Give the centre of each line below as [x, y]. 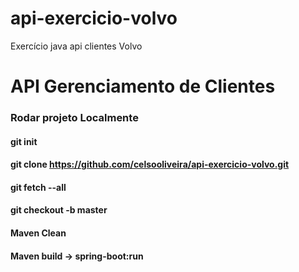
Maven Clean [38, 233]
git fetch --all [38, 187]
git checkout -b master [59, 210]
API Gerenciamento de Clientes [143, 86]
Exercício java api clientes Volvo [76, 46]
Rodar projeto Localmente [74, 118]
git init [24, 141]
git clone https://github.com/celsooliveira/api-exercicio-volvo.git [150, 164]
